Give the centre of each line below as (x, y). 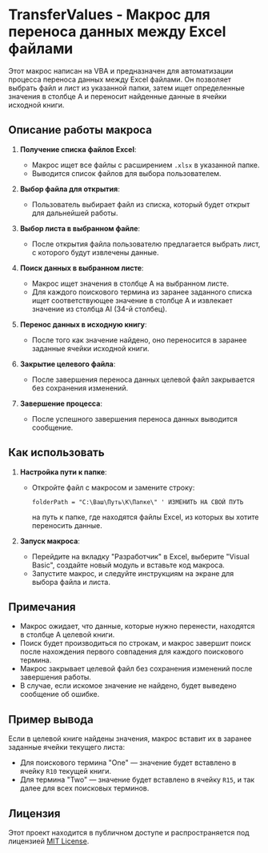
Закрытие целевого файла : (68, 364)
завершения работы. (56, 677)
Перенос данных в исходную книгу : (83, 324)
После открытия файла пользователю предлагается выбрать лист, (146, 244)
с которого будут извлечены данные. (95, 252)
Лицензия (34, 813)
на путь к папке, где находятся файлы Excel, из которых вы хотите (145, 517)
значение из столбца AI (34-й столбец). (100, 309)
